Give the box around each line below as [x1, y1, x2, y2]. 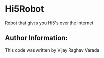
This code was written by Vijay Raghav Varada [5, 47, 100, 53]
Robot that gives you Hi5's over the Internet [5, 20, 94, 26]
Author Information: [5, 34, 68, 42]
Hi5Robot [5, 3, 44, 15]
